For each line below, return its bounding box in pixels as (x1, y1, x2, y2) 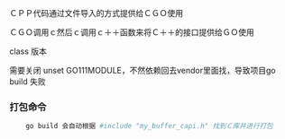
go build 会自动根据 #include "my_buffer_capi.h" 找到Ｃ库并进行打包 (25, 122, 273, 131)
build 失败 (9, 76, 47, 87)
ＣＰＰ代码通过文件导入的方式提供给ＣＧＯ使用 (9, 8, 183, 18)
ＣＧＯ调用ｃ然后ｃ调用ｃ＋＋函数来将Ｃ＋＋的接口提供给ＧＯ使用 (9, 27, 254, 38)
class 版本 (9, 46, 47, 56)
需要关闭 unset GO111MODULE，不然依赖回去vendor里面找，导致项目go (9, 65, 277, 75)
